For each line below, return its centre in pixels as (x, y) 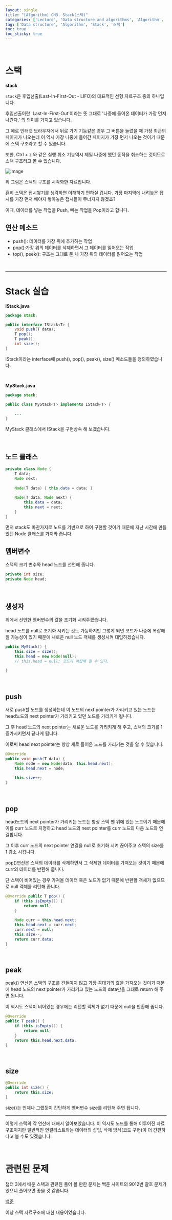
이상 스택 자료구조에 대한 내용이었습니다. (46, 1212)
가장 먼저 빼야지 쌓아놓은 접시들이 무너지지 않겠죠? (65, 199)
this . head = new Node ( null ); (46, 656)
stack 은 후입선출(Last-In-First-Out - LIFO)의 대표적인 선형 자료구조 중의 (78, 96)
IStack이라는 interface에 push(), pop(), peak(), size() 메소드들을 (71, 359)
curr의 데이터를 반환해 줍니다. (35, 869)
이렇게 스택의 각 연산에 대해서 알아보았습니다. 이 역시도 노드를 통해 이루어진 (80, 1123)
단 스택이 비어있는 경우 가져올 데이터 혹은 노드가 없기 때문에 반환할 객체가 (78, 880)
